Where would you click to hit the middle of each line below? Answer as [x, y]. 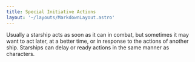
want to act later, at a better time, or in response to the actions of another [97, 41]
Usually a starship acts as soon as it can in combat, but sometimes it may [98, 34]
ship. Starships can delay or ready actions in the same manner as [88, 47]
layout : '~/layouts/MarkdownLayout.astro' [61, 17]
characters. [21, 54]
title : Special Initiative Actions [51, 12]
